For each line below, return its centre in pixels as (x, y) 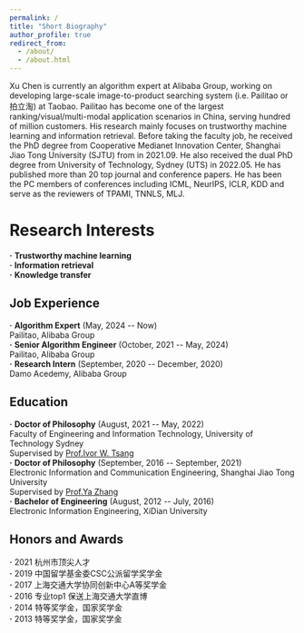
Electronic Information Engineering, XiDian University (108, 510)
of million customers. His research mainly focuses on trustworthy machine (148, 126)
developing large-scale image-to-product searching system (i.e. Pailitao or (149, 95)
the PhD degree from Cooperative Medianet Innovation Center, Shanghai (145, 145)
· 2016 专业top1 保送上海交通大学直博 (78, 597)
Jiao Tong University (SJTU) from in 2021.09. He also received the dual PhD (151, 155)
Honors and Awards (67, 539)
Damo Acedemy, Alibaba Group (68, 373)
